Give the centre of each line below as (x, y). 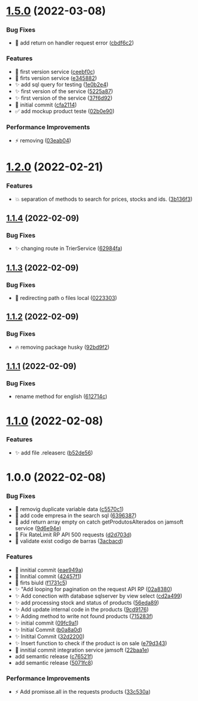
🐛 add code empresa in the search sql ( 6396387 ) (76, 516)
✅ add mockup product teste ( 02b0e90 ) (65, 111)
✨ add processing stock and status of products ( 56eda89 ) (87, 602)
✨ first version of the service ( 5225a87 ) (64, 91)
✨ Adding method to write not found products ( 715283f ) (84, 616)
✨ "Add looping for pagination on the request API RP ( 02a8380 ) (94, 589)
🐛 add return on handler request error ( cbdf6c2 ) (74, 43)
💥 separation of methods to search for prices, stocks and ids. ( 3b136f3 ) (104, 199)
